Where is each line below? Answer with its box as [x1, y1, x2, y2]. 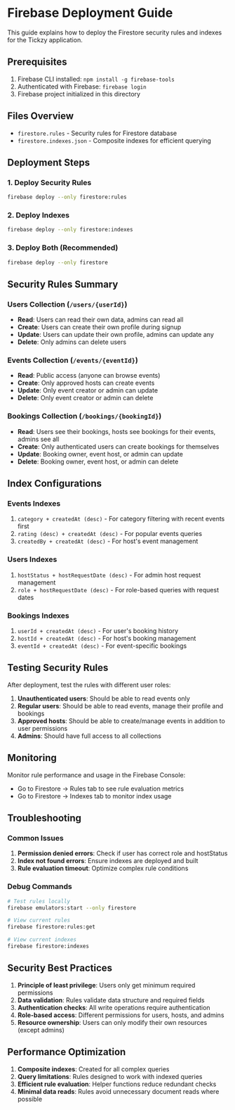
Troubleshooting [7, 812, 82, 824]
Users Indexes [7, 554, 58, 564]
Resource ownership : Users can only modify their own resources [17, 1018, 208, 1026]
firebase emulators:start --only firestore [7, 904, 137, 912]
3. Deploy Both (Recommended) [7, 243, 119, 253]
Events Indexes [7, 499, 61, 509]
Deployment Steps [7, 156, 90, 168]
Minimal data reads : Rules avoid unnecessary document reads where [17, 1087, 220, 1095]
